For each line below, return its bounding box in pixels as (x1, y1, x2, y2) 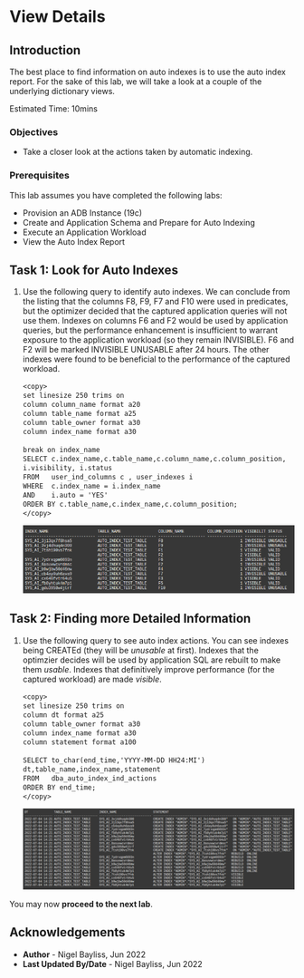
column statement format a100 (22, 737, 138, 747)
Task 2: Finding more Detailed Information (9, 611, 252, 626)
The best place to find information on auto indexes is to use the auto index (9, 66, 287, 77)
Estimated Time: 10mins (9, 103, 98, 114)
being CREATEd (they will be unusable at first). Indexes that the (22, 644, 260, 655)
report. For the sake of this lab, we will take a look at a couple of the (9, 76, 262, 87)
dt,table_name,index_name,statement (22, 764, 161, 774)
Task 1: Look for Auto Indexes (9, 262, 179, 277)
